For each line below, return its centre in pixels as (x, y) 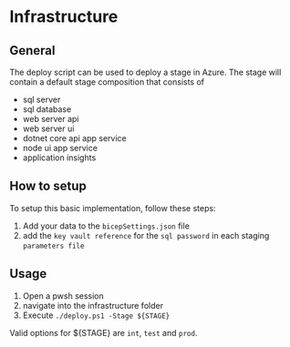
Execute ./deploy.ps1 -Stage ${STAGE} (96, 315)
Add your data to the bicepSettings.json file (106, 226)
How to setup (48, 186)
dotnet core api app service (74, 138)
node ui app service (60, 148)
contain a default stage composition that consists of (107, 82)
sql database (47, 109)
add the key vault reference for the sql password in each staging (146, 235)
